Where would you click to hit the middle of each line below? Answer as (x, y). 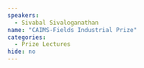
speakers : (23, 15)
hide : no (22, 52)
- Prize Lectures (43, 45)
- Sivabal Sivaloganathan (57, 23)
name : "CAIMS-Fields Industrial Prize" (72, 30)
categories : (27, 37)
